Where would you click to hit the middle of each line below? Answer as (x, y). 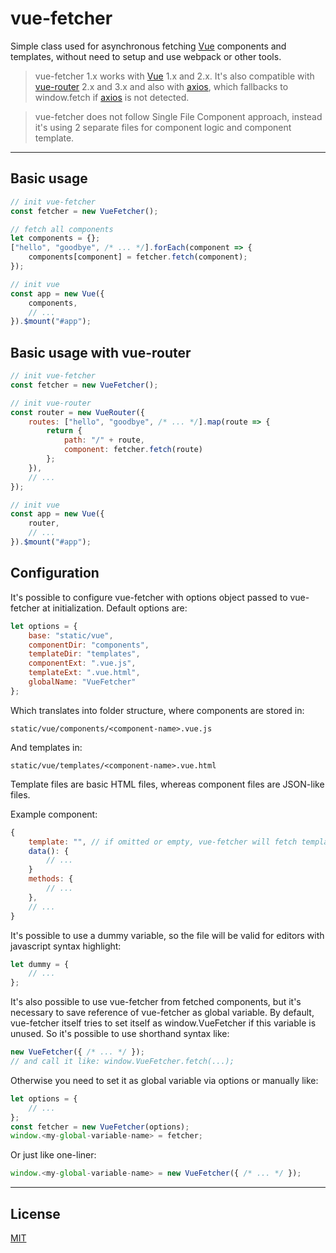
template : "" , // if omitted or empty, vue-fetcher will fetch (163, 842)
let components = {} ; (55, 238)
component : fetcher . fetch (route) (133, 450)
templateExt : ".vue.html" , (84, 673)
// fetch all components (62, 229)
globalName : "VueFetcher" (82, 682)
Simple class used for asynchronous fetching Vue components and (148, 46)
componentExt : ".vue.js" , (82, 663)
